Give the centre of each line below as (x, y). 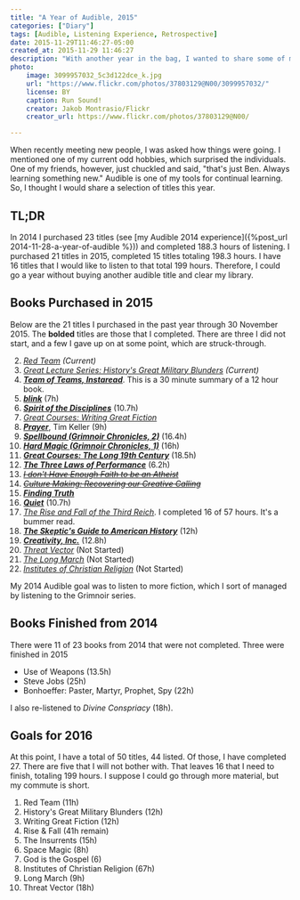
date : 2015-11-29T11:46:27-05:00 (72, 42)
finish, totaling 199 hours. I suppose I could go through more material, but (145, 776)
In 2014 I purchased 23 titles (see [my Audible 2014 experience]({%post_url (149, 237)
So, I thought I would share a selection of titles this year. (113, 188)
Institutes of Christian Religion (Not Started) (103, 568)
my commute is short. (50, 785)
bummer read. (49, 521)
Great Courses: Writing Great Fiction (90, 417)
